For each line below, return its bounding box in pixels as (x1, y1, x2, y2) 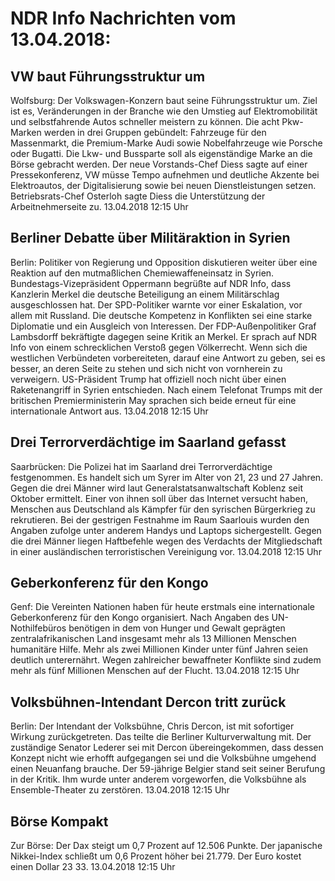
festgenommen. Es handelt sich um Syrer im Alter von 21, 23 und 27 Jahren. (10, 471, 324, 483)
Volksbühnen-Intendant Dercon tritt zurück (10, 693, 287, 711)
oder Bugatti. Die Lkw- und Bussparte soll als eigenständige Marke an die (10, 148, 313, 159)
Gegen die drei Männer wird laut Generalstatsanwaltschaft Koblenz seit (10, 482, 303, 494)
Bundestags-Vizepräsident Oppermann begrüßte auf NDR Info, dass (10, 277, 292, 289)
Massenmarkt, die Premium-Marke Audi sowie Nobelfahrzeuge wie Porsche (10, 137, 323, 149)
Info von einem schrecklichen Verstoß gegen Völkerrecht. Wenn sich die (10, 341, 308, 353)
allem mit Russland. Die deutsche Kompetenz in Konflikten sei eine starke (10, 309, 313, 321)
